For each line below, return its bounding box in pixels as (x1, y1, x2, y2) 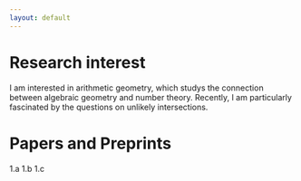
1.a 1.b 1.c (9, 163, 45, 174)
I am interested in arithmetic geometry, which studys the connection (9, 82, 265, 93)
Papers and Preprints (9, 133, 172, 154)
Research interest (9, 52, 146, 72)
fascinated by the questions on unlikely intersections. (9, 101, 209, 112)
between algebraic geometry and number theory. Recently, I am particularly (9, 91, 293, 102)
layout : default (9, 13, 71, 23)
